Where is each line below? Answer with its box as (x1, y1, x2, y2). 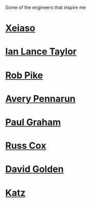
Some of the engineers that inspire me (5, 5, 86, 10)
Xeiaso (5, 23, 36, 34)
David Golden (5, 163, 64, 175)
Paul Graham (5, 116, 61, 128)
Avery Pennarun (5, 93, 76, 104)
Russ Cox (5, 140, 47, 152)
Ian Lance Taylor (5, 46, 77, 58)
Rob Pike (5, 69, 43, 81)
